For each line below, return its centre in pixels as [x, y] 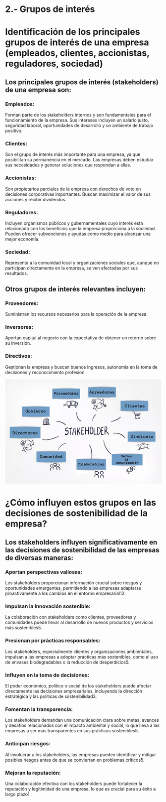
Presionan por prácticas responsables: [53, 641]
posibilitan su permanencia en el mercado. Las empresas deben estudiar [79, 160]
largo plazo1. [18, 794]
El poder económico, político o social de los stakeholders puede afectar [78, 685]
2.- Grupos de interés [50, 9]
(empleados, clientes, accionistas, [77, 53]
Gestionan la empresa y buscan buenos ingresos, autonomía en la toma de [81, 367]
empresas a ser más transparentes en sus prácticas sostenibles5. [72, 731]
